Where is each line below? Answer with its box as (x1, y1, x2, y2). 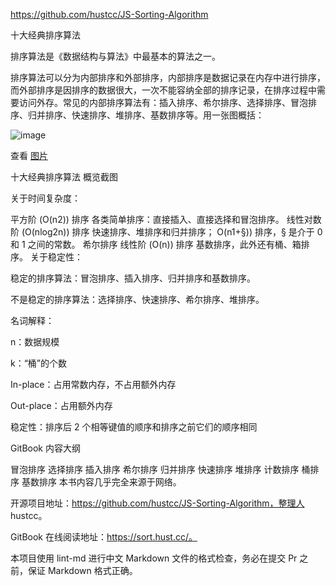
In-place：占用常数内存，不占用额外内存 (10, 379, 177, 390)
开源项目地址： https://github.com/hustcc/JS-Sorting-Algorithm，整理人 (10, 497, 305, 509)
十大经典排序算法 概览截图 (10, 171, 118, 183)
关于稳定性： (29, 251, 83, 263)
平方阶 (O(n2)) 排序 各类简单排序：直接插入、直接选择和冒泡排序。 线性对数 (10, 214, 322, 225)
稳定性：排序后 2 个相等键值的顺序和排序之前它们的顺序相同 (10, 421, 258, 433)
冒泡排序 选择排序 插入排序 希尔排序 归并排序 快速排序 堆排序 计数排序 (10, 464, 300, 475)
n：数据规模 (10, 336, 60, 348)
